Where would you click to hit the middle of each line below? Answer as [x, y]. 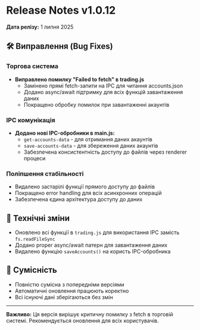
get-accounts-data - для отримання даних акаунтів [88, 139]
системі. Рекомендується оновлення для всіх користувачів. [82, 320]
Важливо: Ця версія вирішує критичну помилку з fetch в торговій [90, 314]
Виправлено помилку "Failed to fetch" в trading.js [79, 79]
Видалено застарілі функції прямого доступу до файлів [85, 187]
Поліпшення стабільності [45, 173]
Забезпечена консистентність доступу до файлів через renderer [105, 152]
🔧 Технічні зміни [38, 218]
